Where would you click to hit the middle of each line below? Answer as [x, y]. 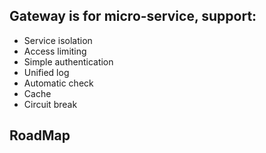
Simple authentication [68, 61]
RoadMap [40, 135]
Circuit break [50, 104]
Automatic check [58, 83]
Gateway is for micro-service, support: [133, 16]
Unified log [46, 72]
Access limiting [55, 51]
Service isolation [58, 40]
